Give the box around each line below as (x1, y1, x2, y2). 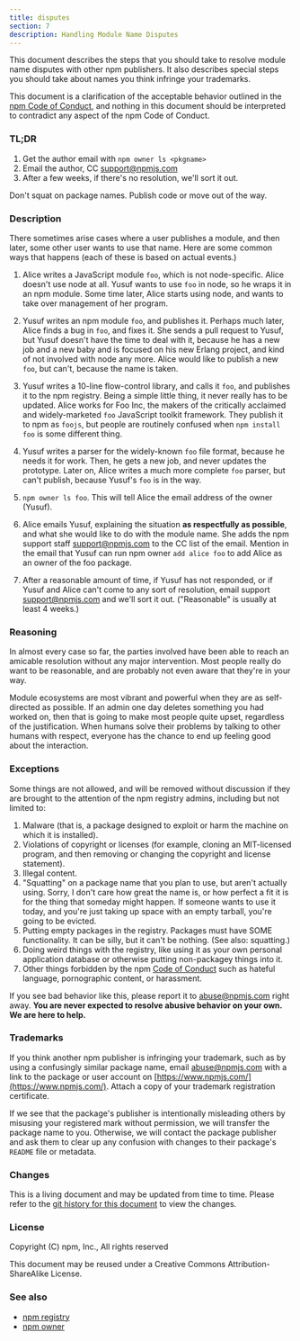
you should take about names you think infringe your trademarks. (9, 74, 251, 85)
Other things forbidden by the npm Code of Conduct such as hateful (22, 963, 276, 974)
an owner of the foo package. (22, 557, 132, 568)
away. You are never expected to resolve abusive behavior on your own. (9, 1000, 283, 1011)
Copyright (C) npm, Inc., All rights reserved (9, 1241, 169, 1252)
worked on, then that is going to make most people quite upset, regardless (9, 712, 285, 723)
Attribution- (227, 1259, 271, 1270)
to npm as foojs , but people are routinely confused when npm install (22, 418, 281, 429)
